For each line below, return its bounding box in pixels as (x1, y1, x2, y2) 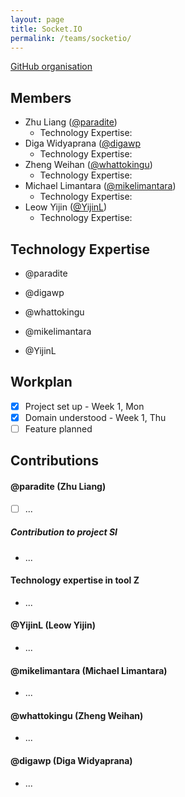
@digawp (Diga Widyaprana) (10, 755, 133, 767)
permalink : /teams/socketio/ (10, 33, 132, 43)
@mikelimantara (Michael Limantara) (10, 664, 168, 676)
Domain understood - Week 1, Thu (24, 411, 167, 423)
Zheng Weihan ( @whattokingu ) (24, 159, 153, 171)
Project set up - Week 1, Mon (24, 400, 145, 412)
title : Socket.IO (10, 24, 83, 34)
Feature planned (24, 422, 93, 435)
